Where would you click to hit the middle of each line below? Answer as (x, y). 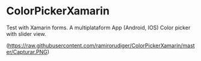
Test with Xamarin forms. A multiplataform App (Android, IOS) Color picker (98, 28)
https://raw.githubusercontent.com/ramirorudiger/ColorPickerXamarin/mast (101, 45)
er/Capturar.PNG (27, 51)
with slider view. (26, 33)
